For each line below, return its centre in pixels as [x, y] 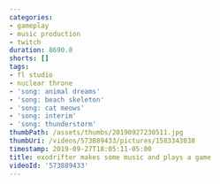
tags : [19, 67]
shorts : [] [29, 58]
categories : [31, 17]
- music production [45, 34]
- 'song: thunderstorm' [53, 125]
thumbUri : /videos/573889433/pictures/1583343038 [102, 141]
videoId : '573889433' [49, 165]
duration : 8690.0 [41, 50]
